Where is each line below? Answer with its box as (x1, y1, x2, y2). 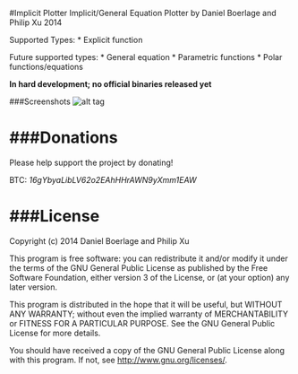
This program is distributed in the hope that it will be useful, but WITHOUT (9, 299, 283, 309)
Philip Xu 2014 (9, 17, 63, 28)
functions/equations (9, 62, 83, 72)
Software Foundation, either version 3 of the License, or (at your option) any (9, 272, 290, 283)
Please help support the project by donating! (9, 157, 174, 168)
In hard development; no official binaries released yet (9, 79, 212, 89)
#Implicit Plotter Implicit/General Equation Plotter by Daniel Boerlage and (9, 8, 277, 18)
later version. (9, 282, 58, 292)
